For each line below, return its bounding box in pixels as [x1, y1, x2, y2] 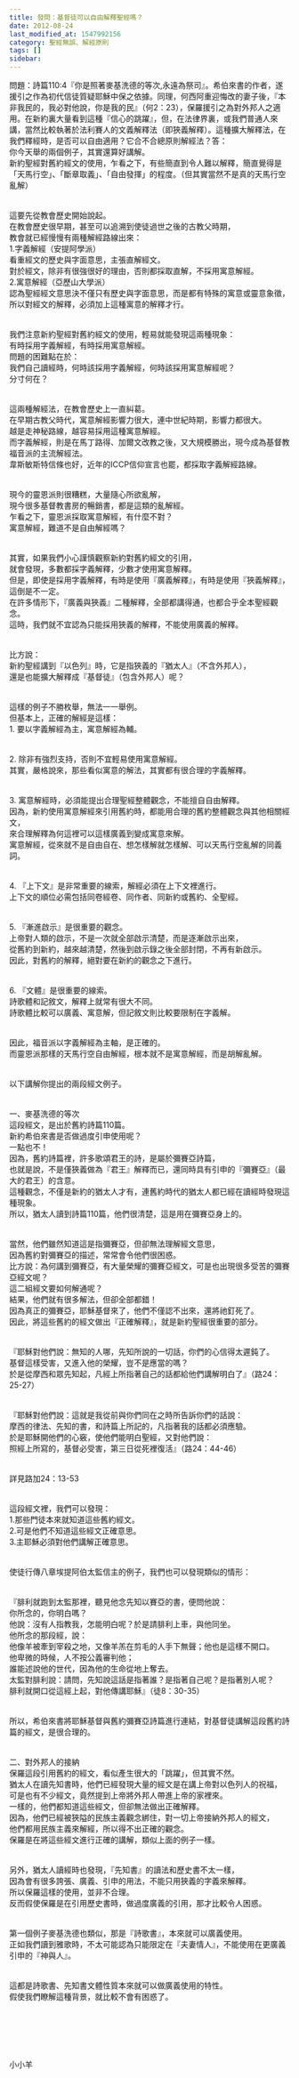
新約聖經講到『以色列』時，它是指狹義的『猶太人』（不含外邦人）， [9, 660, 251, 671]
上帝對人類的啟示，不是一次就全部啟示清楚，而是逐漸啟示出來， [9, 933, 243, 943]
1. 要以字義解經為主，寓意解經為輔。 [9, 724, 142, 734]
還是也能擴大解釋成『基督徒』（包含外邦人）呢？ [9, 672, 185, 681]
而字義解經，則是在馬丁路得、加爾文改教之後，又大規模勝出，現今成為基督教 [9, 437, 290, 447]
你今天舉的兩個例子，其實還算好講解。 [9, 147, 149, 157]
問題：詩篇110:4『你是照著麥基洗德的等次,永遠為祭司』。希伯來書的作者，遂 [9, 80, 284, 90]
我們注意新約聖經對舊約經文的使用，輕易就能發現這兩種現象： [9, 329, 236, 339]
